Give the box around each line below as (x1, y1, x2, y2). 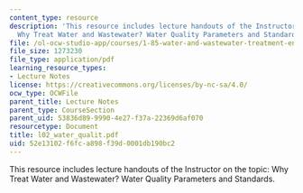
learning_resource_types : (9, 64, 106, 73)
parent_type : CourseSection (9, 106, 115, 115)
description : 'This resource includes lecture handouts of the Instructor (9, 22, 297, 31)
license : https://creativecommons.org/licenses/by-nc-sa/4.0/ (9, 80, 248, 89)
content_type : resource (9, 13, 99, 23)
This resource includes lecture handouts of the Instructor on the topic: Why (9, 163, 289, 174)
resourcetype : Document (9, 123, 99, 132)
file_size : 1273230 (9, 47, 83, 56)
